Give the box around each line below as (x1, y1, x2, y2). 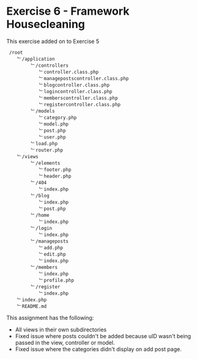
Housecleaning (6, 17, 86, 31)
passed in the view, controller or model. (15, 339, 115, 346)
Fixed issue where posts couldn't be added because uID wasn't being (15, 332, 191, 339)
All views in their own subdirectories (15, 326, 107, 333)
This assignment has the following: (6, 314, 94, 321)
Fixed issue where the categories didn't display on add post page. (15, 345, 182, 353)
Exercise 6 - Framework (6, 4, 130, 18)
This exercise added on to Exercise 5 (6, 37, 100, 45)
